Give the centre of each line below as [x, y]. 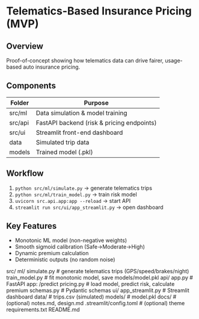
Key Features [32, 226]
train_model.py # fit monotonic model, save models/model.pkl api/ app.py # [100, 277]
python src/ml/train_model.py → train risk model [76, 194]
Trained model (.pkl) [64, 152]
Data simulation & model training [81, 113]
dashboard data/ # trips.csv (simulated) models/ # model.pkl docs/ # [91, 297]
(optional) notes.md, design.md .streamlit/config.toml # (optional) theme [96, 303]
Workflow [25, 174]
